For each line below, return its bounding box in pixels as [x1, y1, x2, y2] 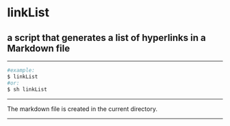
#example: [7, 67, 36, 74]
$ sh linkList [7, 86, 48, 93]
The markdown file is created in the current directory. [7, 104, 157, 113]
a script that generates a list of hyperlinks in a [7, 32, 207, 44]
